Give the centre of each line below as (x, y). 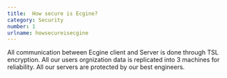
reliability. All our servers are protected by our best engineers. (96, 67)
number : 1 (22, 26)
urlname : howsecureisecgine (48, 33)
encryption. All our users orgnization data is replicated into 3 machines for (113, 60)
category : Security (36, 20)
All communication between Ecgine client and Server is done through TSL (113, 52)
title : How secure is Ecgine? (53, 13)
